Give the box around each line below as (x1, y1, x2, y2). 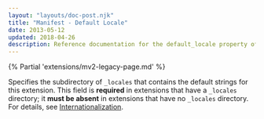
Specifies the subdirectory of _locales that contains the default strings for (8, 78, 249, 87)
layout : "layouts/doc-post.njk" (8, 11, 114, 20)
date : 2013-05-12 (8, 26, 65, 34)
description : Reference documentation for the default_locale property (8, 41, 247, 49)
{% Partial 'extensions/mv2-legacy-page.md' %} (8, 62, 167, 71)
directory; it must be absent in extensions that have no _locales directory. (8, 94, 249, 103)
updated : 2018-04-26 (8, 33, 76, 41)
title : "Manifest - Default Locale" (8, 19, 128, 27)
